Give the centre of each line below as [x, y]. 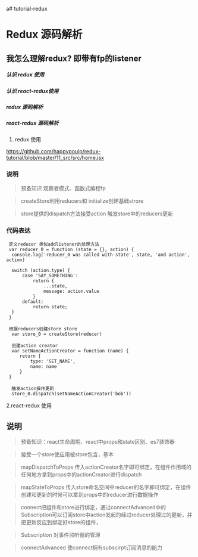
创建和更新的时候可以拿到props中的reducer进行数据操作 [89, 495]
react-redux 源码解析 [32, 123]
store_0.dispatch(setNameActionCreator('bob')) [72, 394]
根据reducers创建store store [43, 329]
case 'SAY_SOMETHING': [50, 276]
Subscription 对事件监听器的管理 [60, 535]
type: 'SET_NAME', [53, 361]
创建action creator [35, 346]
